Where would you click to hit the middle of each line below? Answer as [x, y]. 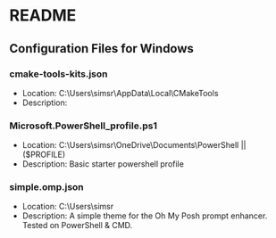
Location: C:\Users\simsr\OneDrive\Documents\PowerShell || [134, 145]
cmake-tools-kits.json [59, 74]
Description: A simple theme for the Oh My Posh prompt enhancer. [145, 216]
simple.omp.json [47, 187]
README [43, 16]
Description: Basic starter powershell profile [103, 164]
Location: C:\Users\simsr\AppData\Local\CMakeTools [120, 93]
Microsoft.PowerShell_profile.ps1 [84, 126]
